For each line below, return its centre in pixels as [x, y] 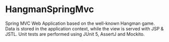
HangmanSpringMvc [50, 9]
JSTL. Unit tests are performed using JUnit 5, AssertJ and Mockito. [75, 34]
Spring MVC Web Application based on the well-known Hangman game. [80, 23]
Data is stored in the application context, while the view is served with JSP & [84, 28]
